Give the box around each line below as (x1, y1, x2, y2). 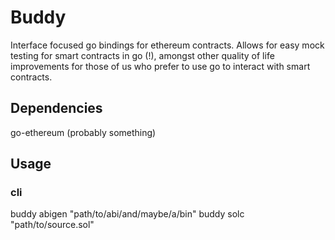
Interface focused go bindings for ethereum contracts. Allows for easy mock (10, 39, 325, 51)
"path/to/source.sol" (10, 219, 95, 231)
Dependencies (10, 100, 103, 117)
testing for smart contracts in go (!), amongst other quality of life (10, 49, 275, 61)
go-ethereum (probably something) (10, 126, 157, 138)
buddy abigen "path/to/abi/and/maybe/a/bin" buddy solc (10, 208, 245, 220)
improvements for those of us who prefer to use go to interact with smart (10, 60, 311, 72)
